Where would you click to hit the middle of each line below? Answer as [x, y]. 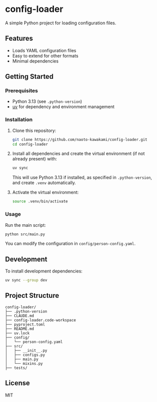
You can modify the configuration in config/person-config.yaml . [70, 244]
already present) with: [35, 159]
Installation [19, 120]
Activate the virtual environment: [45, 193]
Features [19, 38]
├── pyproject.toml [25, 324]
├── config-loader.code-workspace [41, 320]
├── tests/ [16, 368]
